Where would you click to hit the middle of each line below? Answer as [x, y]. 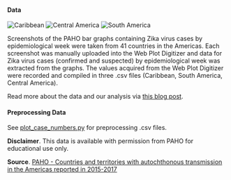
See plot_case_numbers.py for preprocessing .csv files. [87, 128]
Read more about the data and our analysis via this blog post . [95, 97]
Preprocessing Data [37, 112]
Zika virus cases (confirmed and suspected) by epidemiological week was [114, 61]
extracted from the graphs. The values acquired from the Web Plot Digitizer [115, 68]
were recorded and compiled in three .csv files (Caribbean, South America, [115, 76]
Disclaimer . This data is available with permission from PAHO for [100, 141]
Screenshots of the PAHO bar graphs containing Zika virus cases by [105, 39]
